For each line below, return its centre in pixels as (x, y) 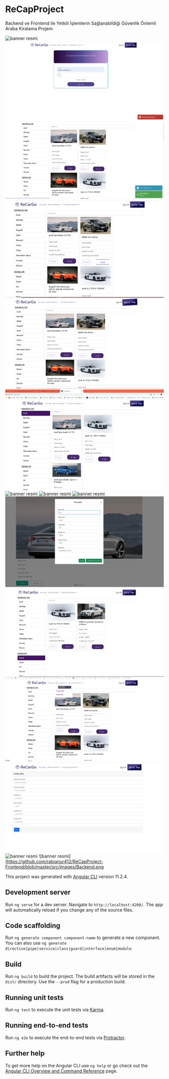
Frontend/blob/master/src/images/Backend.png (55, 867)
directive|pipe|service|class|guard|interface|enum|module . (69, 948)
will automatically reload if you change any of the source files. (69, 910)
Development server (38, 893)
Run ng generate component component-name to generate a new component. (83, 938)
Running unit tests (34, 997)
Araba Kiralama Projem (29, 28)
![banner (48, 856)
